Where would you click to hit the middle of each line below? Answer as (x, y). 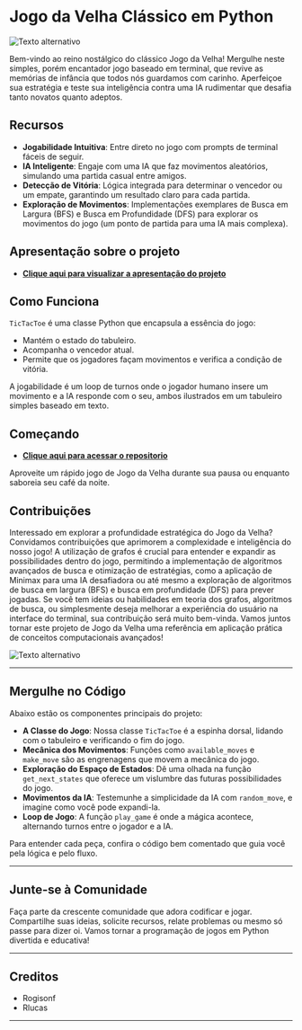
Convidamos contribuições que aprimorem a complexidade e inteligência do (151, 542)
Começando (44, 434)
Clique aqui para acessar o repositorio (95, 456)
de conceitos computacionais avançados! (86, 637)
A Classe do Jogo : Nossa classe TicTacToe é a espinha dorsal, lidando (153, 731)
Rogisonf (39, 999)
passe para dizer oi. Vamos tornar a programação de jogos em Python (139, 930)
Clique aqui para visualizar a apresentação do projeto (124, 273)
